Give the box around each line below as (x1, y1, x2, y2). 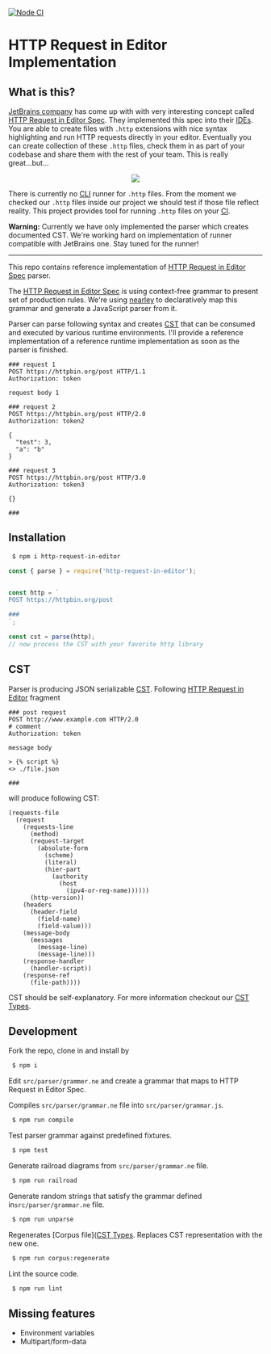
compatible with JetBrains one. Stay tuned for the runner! (8, 239, 199, 248)
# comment (8, 722, 42, 730)
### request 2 (8, 403, 56, 411)
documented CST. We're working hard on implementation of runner (8, 230, 232, 240)
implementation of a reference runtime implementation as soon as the (8, 336, 240, 346)
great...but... (8, 158, 49, 167)
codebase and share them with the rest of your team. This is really (8, 149, 228, 159)
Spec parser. (8, 271, 51, 280)
